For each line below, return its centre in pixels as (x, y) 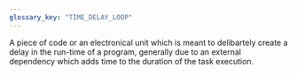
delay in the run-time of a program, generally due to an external (125, 52)
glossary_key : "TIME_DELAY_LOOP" (71, 17)
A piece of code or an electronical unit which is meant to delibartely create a (148, 42)
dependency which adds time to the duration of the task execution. (132, 61)
